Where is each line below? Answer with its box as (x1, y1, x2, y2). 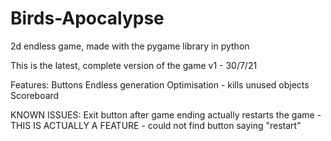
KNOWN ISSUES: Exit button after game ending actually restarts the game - (10, 108, 322, 121)
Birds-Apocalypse (10, 7, 165, 30)
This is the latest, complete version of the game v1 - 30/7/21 (10, 59, 258, 71)
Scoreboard (10, 89, 60, 101)
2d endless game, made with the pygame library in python (10, 40, 250, 52)
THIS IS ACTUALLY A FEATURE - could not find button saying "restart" (10, 119, 302, 131)
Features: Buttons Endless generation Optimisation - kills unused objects (10, 78, 310, 91)
